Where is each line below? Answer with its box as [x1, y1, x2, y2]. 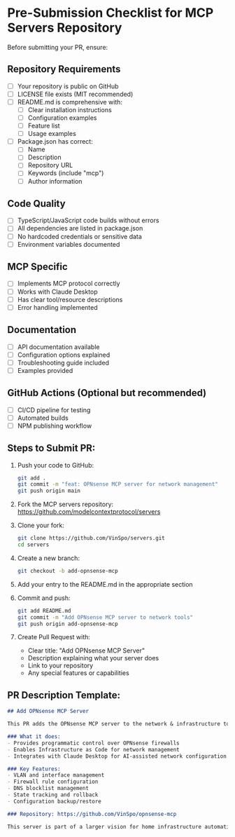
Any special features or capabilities [27, 669, 129, 677]
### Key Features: [7, 765, 61, 773]
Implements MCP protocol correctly [17, 279, 120, 288]
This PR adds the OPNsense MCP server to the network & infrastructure [7, 721, 220, 728]
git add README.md [17, 607, 71, 614]
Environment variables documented [17, 240, 120, 248]
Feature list [27, 121, 61, 130]
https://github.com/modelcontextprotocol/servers [17, 508, 161, 516]
